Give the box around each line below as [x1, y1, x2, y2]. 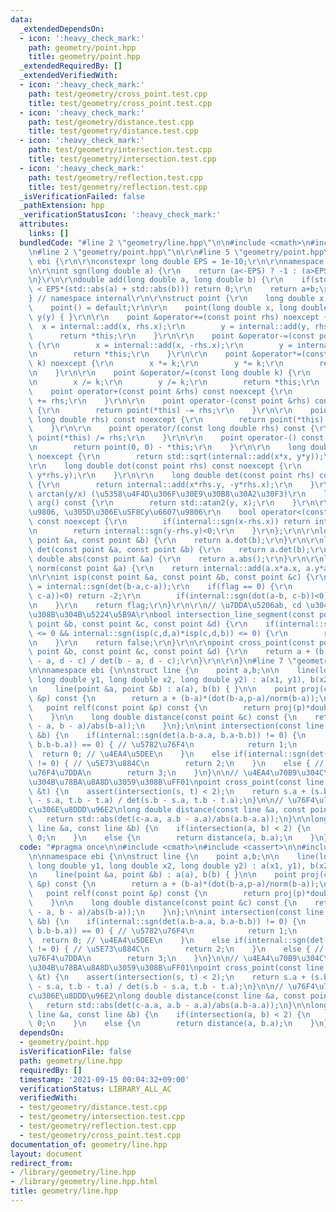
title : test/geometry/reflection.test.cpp [28, 182, 208, 192]
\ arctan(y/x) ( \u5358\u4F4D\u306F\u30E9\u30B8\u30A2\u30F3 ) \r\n [28, 489, 307, 499]
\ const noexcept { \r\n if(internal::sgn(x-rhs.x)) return [28, 517, 311, 527]
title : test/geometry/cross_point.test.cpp [28, 98, 213, 108]
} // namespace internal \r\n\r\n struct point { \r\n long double [28, 294, 315, 304]
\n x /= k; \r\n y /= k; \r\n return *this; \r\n [28, 377, 320, 387]
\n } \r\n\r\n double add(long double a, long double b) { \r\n [28, 275, 284, 285]
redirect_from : [10, 1158, 74, 1168]
